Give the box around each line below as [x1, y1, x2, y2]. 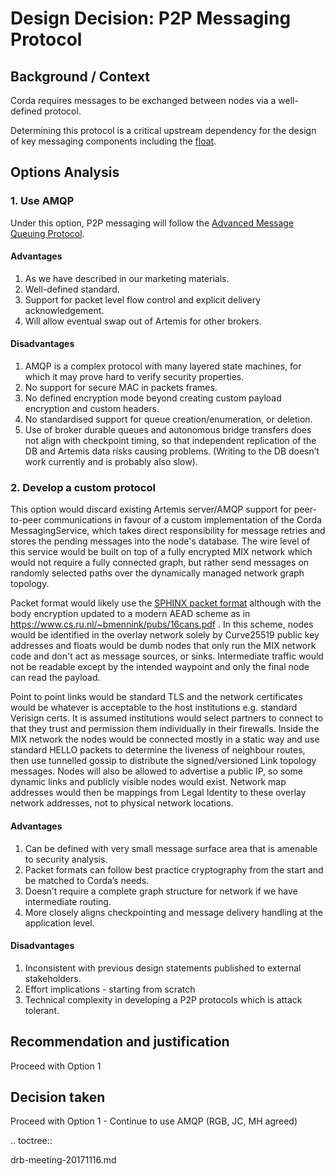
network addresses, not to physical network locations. [10, 797, 234, 809]
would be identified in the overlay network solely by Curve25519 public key [10, 629, 320, 641]
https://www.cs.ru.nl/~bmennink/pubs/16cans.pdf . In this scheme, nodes [10, 618, 314, 631]
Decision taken [10, 1089, 106, 1106]
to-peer [10, 514, 42, 526]
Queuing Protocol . [10, 227, 85, 239]
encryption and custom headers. [24, 403, 160, 415]
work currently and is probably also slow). [24, 456, 198, 468]
